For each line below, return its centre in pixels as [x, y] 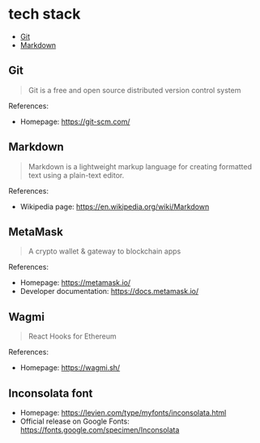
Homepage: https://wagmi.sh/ [70, 368]
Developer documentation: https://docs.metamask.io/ [109, 292]
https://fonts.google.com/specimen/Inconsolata [100, 430]
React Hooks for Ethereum [72, 336]
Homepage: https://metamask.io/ [75, 283]
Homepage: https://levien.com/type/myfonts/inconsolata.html [123, 413]
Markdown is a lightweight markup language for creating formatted [140, 166]
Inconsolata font [51, 393]
